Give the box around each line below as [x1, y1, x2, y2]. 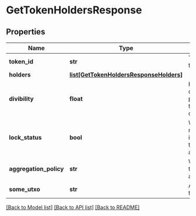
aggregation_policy [9, 165, 64, 173]
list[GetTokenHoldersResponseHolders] [69, 71, 183, 79]
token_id [9, 58, 34, 65]
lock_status [9, 134, 42, 141]
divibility [9, 95, 34, 103]
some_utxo [9, 185, 41, 193]
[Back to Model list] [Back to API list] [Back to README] [6, 204, 140, 211]
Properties [6, 27, 45, 37]
